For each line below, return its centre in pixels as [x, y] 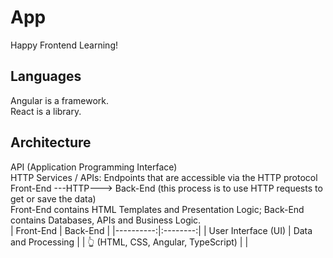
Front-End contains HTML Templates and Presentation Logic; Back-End [157, 209]
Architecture [51, 142]
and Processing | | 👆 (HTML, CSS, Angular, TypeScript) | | [129, 242]
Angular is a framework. [60, 100]
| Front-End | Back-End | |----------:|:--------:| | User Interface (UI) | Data [161, 230]
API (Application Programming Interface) [94, 167]
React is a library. [46, 111]
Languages [46, 76]
